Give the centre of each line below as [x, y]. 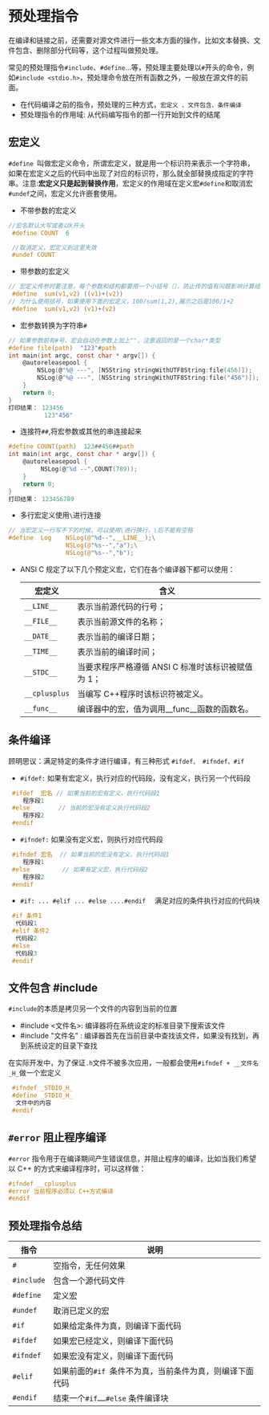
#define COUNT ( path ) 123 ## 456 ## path [71, 447]
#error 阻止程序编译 [57, 1138]
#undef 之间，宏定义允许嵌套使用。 [65, 193]
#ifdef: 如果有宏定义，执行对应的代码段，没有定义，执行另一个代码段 [135, 778]
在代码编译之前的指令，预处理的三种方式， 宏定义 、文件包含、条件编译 [130, 104]
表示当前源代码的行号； [121, 606]
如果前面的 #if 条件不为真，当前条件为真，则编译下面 [154, 1372]
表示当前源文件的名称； [121, 622]
